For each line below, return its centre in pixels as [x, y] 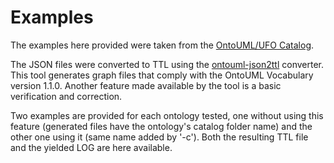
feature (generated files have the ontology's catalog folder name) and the [161, 126]
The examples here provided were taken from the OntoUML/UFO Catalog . [162, 45]
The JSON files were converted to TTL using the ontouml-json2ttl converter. [167, 64]
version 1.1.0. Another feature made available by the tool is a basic [146, 85]
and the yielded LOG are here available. [91, 147]
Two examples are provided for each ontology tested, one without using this [167, 115]
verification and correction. [66, 96]
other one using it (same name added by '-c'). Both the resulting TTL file [159, 137]
